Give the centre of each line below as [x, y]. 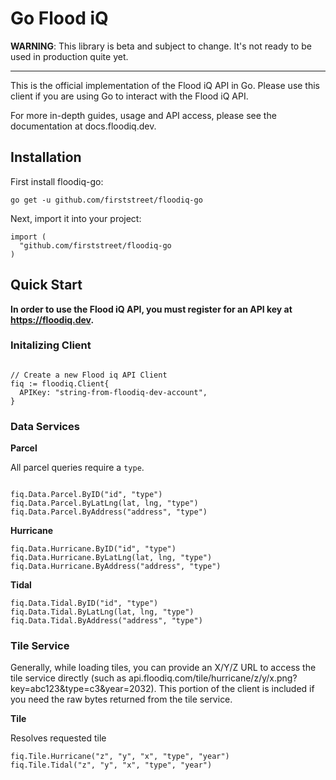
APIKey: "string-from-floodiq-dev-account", [113, 392]
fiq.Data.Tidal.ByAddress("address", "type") [106, 621]
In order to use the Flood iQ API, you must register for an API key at [151, 309]
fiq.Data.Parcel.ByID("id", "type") [86, 495]
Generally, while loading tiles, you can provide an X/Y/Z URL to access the [163, 668]
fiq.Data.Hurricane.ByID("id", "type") [93, 549]
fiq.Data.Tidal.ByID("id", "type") [84, 603]
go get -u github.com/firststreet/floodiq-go [106, 200]
